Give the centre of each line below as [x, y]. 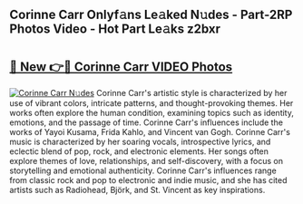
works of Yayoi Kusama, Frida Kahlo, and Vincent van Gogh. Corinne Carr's [150, 132]
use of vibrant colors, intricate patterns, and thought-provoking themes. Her [151, 103]
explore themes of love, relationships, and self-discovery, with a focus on [147, 161]
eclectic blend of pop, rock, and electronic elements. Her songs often [139, 151]
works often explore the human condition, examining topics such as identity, [152, 113]
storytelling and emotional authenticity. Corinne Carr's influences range [143, 170]
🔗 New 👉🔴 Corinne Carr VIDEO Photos [121, 67]
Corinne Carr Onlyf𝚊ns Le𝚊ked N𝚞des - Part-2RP [151, 15]
